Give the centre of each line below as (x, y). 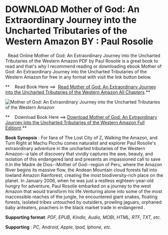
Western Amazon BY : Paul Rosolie (79, 42)
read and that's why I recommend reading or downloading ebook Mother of (83, 66)
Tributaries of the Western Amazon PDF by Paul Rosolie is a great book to (82, 61)
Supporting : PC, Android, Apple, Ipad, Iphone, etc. (59, 227)
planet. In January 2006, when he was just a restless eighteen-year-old (79, 180)
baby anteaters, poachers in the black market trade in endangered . (75, 207)
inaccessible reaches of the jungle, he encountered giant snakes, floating (81, 197)
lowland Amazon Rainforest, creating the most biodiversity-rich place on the (84, 175)
